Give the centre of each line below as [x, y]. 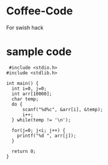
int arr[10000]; [32, 94]
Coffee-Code [40, 11]
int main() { [22, 83]
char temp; [25, 99]
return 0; [24, 151]
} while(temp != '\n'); [41, 120]
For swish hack [25, 27]
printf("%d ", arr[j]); [47, 136]
